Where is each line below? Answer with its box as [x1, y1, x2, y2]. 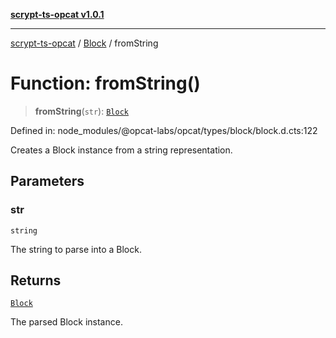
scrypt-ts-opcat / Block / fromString [10, 37, 159, 49]
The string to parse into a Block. [10, 243, 142, 255]
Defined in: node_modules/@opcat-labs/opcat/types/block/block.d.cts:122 [10, 124, 318, 136]
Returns [10, 272, 62, 289]
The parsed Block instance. [10, 316, 123, 328]
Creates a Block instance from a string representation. [10, 144, 233, 156]
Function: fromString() [10, 72, 201, 95]
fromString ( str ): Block [34, 105, 129, 117]
